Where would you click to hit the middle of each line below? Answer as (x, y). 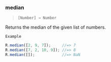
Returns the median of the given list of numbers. (56, 27)
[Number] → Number (37, 18)
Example (13, 37)
